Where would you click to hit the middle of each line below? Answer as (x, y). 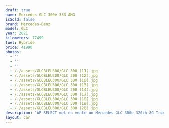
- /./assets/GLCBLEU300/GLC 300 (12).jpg (54, 76)
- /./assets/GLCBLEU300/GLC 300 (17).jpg (54, 94)
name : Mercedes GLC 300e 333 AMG (40, 15)
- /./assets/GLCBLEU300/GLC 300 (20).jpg (54, 108)
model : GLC (17, 29)
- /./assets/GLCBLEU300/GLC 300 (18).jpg (54, 99)
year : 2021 (17, 33)
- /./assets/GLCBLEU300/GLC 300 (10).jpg (54, 80)
